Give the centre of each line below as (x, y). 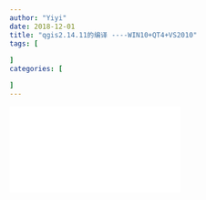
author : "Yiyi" (38, 18)
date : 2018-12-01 (42, 26)
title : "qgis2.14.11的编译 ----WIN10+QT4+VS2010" (103, 35)
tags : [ (24, 43)
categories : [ (36, 69)
